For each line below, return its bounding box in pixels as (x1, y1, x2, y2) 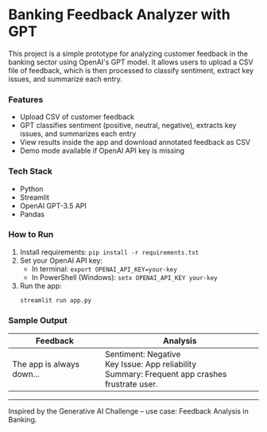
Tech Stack (8, 165, 53, 177)
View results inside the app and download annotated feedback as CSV (19, 138, 251, 147)
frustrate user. (104, 379, 159, 390)
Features (8, 94, 44, 105)
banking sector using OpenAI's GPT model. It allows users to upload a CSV (8, 57, 253, 67)
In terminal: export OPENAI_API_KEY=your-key (31, 264, 177, 274)
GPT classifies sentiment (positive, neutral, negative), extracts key (19, 121, 237, 130)
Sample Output (8, 314, 68, 325)
